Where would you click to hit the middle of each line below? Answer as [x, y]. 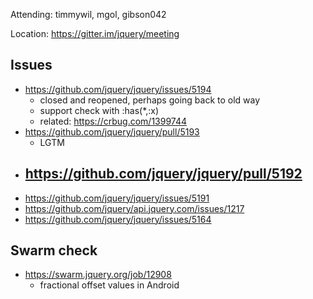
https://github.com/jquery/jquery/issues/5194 [118, 89]
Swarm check [54, 250]
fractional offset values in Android [109, 285]
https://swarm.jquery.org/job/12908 [98, 275]
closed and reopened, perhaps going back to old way [150, 100]
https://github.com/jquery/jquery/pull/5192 [163, 174]
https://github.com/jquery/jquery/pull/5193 [112, 131]
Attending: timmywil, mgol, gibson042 [88, 14]
